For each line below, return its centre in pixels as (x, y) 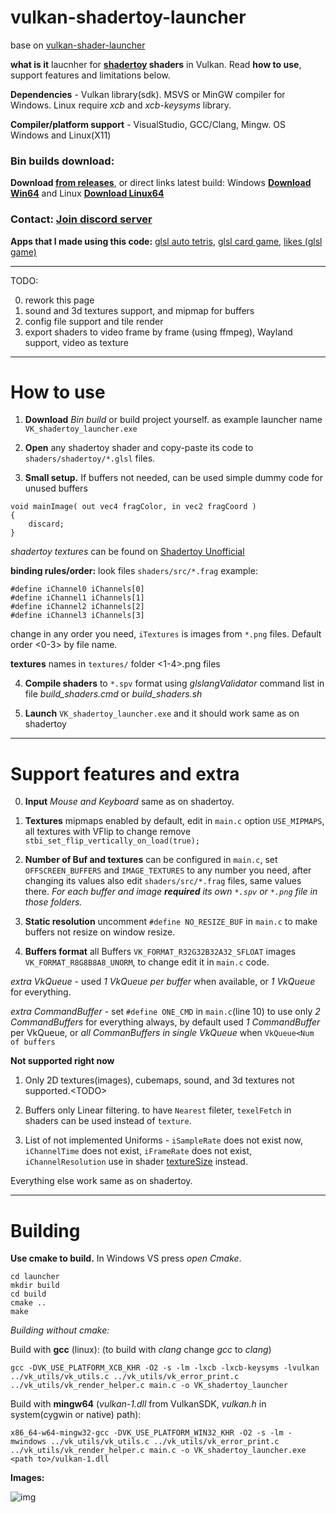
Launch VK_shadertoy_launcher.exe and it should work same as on (162, 713)
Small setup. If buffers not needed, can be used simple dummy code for (173, 478)
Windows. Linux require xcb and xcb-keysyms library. (121, 105)
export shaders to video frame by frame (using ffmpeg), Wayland (158, 332)
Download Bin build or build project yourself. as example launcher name (173, 420)
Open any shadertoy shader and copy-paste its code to (139, 448)
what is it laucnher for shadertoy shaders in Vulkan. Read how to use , (156, 64)
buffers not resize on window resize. (100, 932)
